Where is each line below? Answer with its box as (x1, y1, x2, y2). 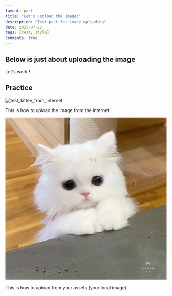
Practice (5, 84, 33, 92)
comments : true (5, 35, 38, 41)
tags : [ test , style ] (5, 30, 50, 35)
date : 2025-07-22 (5, 25, 42, 30)
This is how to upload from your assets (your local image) (5, 284, 127, 290)
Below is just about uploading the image (5, 55, 136, 64)
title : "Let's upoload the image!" (5, 13, 81, 19)
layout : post (5, 8, 33, 13)
